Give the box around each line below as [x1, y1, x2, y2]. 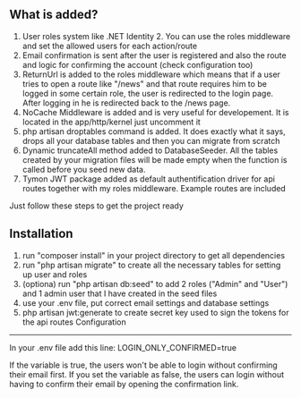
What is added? [9, 7, 99, 22]
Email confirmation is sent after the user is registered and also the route [21, 49, 287, 61]
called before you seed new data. [21, 164, 146, 174]
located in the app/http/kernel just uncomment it [21, 116, 202, 127]
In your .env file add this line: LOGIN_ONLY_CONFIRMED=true [9, 342, 237, 352]
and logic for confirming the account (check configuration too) [21, 59, 254, 70]
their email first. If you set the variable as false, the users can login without [9, 368, 285, 379]
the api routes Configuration [21, 317, 127, 327]
